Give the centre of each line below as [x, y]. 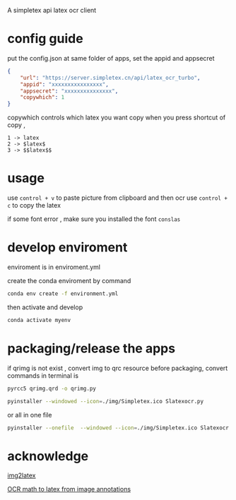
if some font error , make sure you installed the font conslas [94, 219]
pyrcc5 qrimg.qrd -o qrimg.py [52, 388]
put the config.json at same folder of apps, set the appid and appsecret [111, 58]
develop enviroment [67, 248]
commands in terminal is [43, 375]
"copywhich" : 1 [42, 97]
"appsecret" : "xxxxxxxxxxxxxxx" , [69, 91]
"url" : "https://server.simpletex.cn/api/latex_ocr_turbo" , [110, 78]
